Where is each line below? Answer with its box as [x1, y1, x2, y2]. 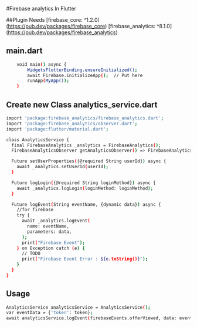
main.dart [6, 46, 43, 56]
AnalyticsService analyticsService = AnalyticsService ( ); [6, 304, 151, 311]
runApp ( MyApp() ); [27, 78, 69, 84]
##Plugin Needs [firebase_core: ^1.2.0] [6, 16, 100, 23]
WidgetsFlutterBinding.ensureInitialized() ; [27, 67, 138, 73]
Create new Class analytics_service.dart [6, 99, 158, 109]
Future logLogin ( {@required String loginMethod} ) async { [11, 179, 157, 186]
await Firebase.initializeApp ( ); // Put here [27, 72, 143, 78]
